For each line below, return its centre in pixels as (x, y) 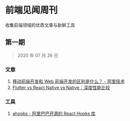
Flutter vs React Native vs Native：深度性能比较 (61, 87)
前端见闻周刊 (32, 10)
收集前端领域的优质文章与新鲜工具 (40, 25)
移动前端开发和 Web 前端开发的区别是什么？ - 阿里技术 (68, 81)
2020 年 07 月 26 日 (38, 55)
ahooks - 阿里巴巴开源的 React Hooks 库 (54, 113)
